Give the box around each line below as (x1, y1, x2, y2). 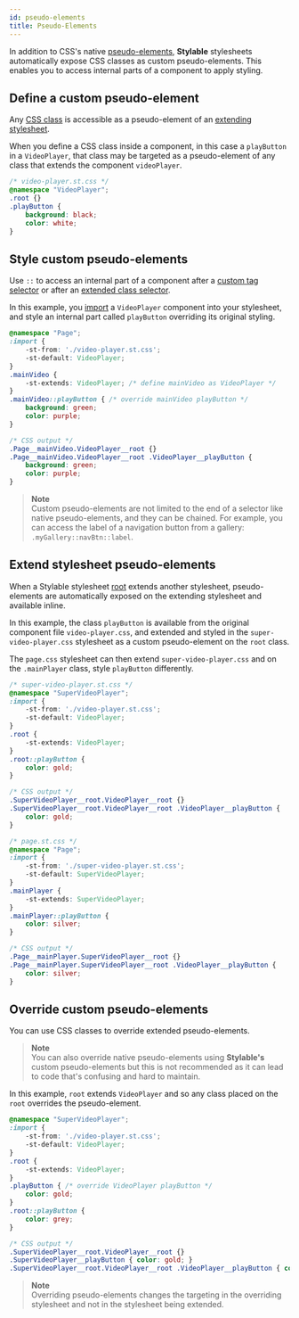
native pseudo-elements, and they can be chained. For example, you (30, 513, 283, 523)
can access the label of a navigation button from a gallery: (30, 523, 245, 532)
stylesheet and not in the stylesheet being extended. (30, 1299, 224, 1310)
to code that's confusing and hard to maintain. (30, 1071, 201, 1082)
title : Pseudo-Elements (9, 21, 98, 30)
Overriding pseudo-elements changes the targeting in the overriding (30, 1289, 282, 1300)
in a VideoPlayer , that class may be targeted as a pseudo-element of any (9, 151, 276, 161)
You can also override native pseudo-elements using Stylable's (30, 1052, 265, 1063)
